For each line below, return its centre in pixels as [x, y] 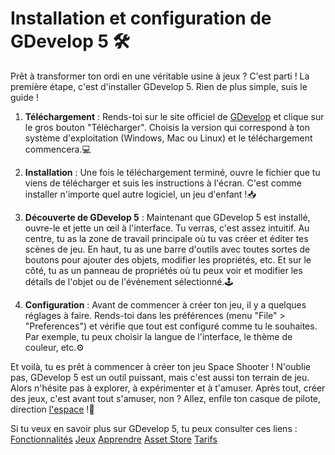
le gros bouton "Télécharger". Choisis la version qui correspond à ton [167, 127]
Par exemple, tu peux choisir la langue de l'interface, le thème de [158, 336]
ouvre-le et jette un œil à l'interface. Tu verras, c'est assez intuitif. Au [167, 228]
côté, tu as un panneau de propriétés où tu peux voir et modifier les [163, 270]
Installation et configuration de [141, 18]
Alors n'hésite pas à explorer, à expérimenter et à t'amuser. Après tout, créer [168, 388]
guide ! [24, 97]
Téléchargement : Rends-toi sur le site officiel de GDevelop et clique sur [174, 116]
